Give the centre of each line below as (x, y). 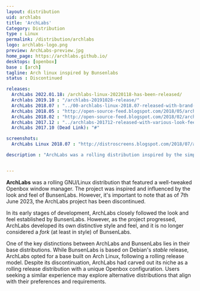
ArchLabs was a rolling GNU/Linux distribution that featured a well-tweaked (99, 182)
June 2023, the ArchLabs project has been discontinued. (76, 201)
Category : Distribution (36, 28)
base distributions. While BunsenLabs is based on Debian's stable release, (98, 250)
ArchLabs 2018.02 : (36, 117)
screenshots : (22, 139)
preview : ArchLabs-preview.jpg (45, 51)
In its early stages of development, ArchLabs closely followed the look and (98, 213)
